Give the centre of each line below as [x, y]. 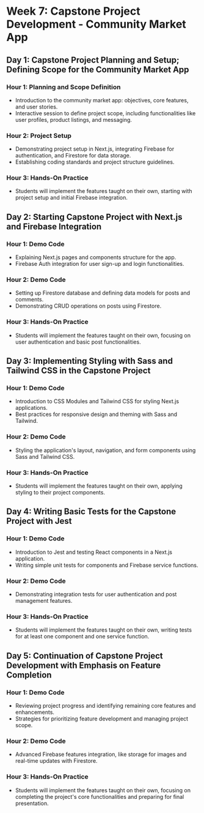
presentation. [32, 803]
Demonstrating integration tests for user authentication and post [96, 594]
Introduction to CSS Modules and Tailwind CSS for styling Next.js [97, 401]
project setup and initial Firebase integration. [71, 198]
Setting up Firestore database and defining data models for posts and [103, 293]
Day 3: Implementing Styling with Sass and [89, 361]
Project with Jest [39, 521]
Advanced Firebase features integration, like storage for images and [101, 754]
